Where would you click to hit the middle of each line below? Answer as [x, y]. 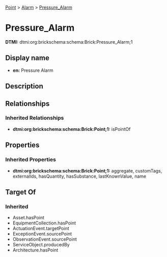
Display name [27, 58]
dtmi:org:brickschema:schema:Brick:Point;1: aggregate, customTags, [87, 170]
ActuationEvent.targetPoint [41, 229]
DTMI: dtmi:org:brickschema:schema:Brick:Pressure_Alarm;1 [69, 42]
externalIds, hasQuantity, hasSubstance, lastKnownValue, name [79, 176]
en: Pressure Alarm [33, 70]
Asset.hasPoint [29, 218]
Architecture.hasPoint [35, 250]
